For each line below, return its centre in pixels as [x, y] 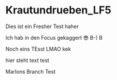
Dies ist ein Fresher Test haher [42, 26]
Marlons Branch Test [31, 71]
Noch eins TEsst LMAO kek [38, 49]
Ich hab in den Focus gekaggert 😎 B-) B [54, 37]
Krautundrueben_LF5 [58, 10]
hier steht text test [27, 60]
